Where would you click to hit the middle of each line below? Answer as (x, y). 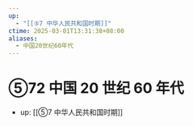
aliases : (23, 38)
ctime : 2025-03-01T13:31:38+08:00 (67, 31)
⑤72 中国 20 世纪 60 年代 (96, 88)
